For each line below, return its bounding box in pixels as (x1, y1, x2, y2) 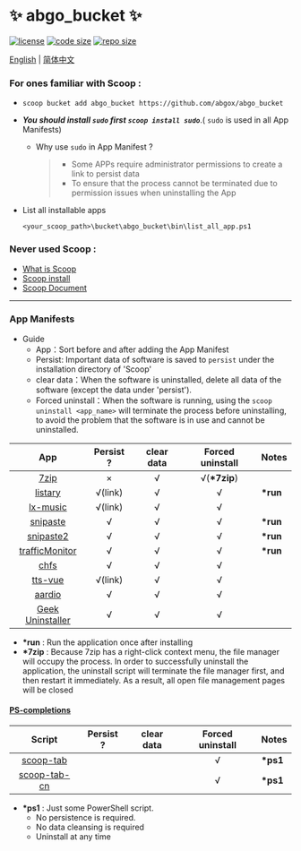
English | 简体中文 (9, 54, 75, 64)
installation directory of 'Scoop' (35, 364, 152, 374)
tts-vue (31, 573, 64, 586)
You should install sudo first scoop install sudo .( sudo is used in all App (21, 115, 289, 125)
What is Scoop (21, 263, 77, 274)
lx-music (28, 501, 67, 513)
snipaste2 (26, 529, 69, 542)
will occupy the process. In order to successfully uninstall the (21, 656, 249, 666)
